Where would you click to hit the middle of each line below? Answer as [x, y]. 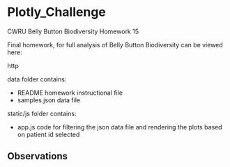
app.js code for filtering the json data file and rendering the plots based [120, 127]
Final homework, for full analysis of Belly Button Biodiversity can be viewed [115, 45]
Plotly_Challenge [57, 12]
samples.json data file [49, 100]
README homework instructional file [70, 93]
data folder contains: [37, 79]
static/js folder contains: [42, 113]
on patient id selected [48, 134]
